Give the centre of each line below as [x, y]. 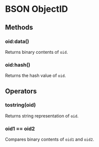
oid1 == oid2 [20, 128]
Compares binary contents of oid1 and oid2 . [50, 140]
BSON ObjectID [37, 9]
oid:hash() [18, 65]
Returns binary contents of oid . [37, 52]
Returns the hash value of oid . [36, 75]
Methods [19, 27]
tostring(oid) [21, 105]
